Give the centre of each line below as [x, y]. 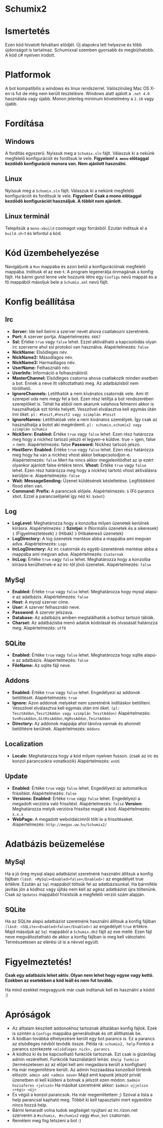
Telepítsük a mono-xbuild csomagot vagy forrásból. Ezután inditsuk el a [76, 228]
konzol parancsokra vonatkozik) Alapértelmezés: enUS [66, 761]
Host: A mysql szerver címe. [41, 602]
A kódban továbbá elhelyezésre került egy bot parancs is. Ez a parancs [83, 1039]
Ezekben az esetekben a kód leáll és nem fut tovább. [59, 980]
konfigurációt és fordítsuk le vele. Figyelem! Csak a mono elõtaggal [73, 195]
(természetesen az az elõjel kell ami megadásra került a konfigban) [79, 1065]
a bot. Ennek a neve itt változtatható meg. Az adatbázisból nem [75, 383]
